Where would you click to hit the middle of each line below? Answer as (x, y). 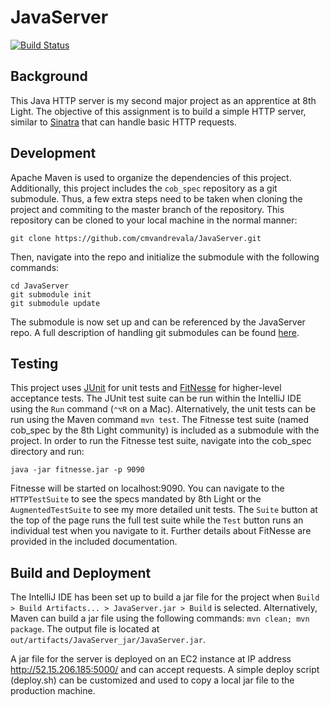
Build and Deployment (81, 572)
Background (49, 76)
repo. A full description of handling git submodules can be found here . (155, 332)
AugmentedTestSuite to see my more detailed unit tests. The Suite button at (164, 510)
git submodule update (55, 303)
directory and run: (47, 452)
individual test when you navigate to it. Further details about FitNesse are (161, 531)
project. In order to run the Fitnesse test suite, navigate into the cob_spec (161, 441)
